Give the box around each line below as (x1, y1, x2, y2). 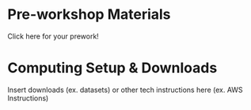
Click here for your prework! (7, 31, 100, 41)
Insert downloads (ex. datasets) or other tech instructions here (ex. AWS (7, 85, 243, 94)
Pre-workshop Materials (7, 5, 171, 24)
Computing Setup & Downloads (7, 59, 218, 77)
